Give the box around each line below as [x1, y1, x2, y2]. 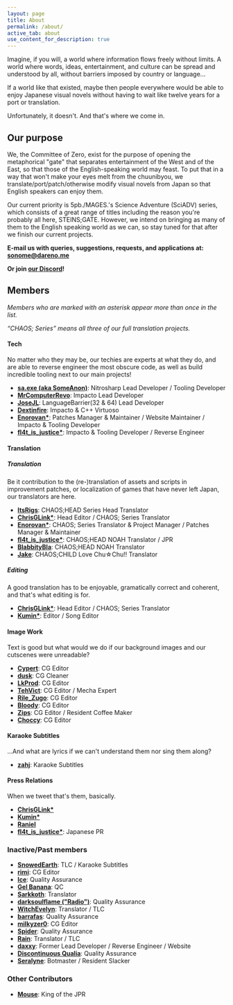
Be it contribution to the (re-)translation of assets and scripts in [7, 477, 187, 485]
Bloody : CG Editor [17, 700, 69, 709]
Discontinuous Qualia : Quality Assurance [17, 949, 137, 958]
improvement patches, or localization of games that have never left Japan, [7, 485, 220, 493]
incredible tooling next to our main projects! [7, 370, 132, 378]
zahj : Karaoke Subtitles [17, 760, 85, 769]
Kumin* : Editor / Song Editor [17, 611, 99, 620]
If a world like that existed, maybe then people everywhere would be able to [7, 83, 224, 92]
